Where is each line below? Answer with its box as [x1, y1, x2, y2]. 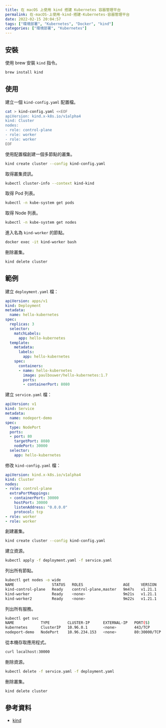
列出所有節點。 [5, 568, 36, 574]
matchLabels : [14, 331, 41, 336]
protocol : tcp [14, 509, 43, 514]
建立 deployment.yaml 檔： [5, 288, 59, 295]
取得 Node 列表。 [5, 210, 41, 216]
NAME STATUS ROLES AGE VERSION [5, 582, 157, 587]
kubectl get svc [5, 616, 39, 621]
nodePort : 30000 [14, 443, 48, 448]
